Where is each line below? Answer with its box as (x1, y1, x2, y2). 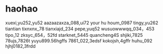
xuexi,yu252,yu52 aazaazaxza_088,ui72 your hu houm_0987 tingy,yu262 (5, 20, 159, 26)
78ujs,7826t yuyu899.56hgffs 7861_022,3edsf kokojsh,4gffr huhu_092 (5, 37, 153, 43)
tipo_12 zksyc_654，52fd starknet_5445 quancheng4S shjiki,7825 (5, 32, 143, 38)
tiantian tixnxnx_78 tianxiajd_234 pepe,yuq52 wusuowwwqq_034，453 (5, 26, 154, 32)
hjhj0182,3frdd (5, 43, 36, 49)
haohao (5, 3, 38, 15)
